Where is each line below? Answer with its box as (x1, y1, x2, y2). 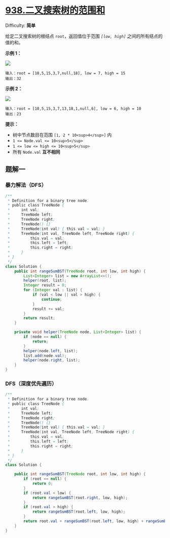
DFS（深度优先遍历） (5, 380, 57, 387)
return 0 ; (32, 481, 53, 486)
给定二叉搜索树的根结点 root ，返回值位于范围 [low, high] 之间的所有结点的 (5, 33, 163, 39)
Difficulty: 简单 (5, 22, 36, 28)
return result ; (23, 316, 56, 321)
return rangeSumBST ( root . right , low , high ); (32, 495, 128, 500)
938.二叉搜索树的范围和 (5, 5, 105, 16)
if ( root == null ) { (23, 476, 67, 481)
